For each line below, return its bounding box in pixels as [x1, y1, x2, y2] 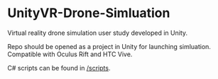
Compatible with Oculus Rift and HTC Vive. [7, 50, 133, 58]
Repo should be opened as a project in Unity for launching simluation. [7, 42, 212, 51]
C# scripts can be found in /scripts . [7, 63, 111, 72]
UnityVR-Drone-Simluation [7, 5, 170, 21]
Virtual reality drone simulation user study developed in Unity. [7, 28, 188, 37]
